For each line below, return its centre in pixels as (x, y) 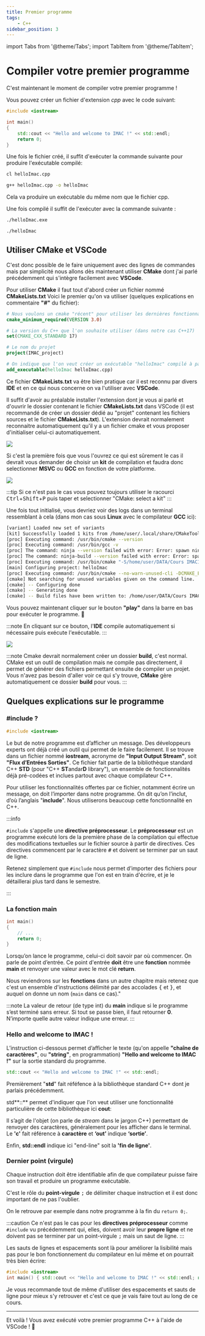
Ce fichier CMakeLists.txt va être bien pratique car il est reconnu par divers (102, 381)
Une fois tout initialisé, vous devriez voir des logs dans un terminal (89, 510)
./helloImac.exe (27, 220)
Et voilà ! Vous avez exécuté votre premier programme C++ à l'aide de (95, 1320)
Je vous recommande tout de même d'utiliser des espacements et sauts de (101, 1289)
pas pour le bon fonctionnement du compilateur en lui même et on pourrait (100, 1254)
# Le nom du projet (31, 347)
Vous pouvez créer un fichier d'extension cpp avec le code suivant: (91, 100)
